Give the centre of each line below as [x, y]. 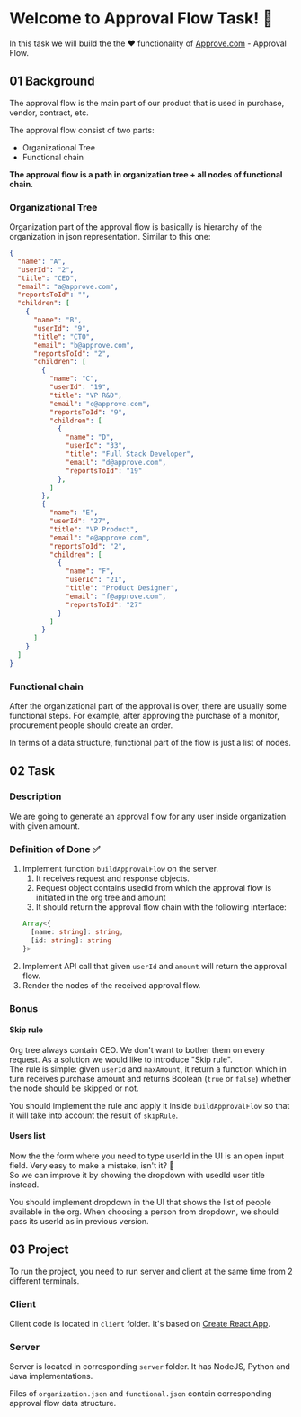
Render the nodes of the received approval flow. [111, 985]
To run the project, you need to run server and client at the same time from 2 [151, 1271]
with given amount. [45, 826]
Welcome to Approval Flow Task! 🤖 [142, 18]
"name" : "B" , [58, 320]
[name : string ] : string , [77, 931]
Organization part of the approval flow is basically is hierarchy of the [136, 227]
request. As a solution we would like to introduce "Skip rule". [121, 1059]
